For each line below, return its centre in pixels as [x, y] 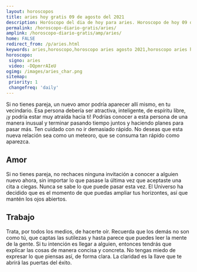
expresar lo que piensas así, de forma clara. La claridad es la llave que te [94, 256]
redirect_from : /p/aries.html [43, 44]
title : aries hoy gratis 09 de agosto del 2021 [65, 17]
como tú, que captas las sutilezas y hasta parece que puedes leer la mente [96, 237]
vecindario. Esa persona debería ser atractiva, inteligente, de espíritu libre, [96, 110]
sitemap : [17, 77]
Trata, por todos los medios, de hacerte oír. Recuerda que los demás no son [98, 231]
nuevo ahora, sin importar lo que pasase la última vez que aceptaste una [94, 180]
